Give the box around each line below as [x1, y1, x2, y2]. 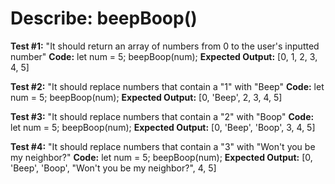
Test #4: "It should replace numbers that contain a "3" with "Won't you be [10, 140, 316, 152]
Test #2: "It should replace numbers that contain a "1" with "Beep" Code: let [10, 80, 325, 92]
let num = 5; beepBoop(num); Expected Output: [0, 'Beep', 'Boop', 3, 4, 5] [10, 121, 316, 133]
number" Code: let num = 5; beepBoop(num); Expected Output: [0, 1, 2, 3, [10, 50, 318, 62]
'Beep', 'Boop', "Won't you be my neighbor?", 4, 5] [10, 162, 217, 174]
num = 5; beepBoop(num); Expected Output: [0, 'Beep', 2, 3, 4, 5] [10, 91, 283, 103]
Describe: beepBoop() [10, 7, 198, 30]
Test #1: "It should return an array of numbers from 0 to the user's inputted [10, 40, 320, 52]
